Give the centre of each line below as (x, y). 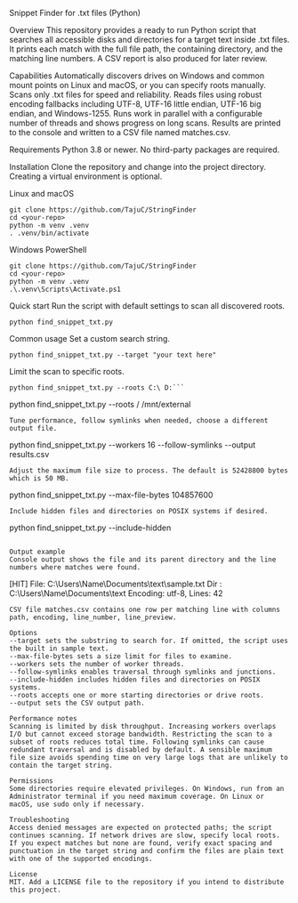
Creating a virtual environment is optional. (86, 176)
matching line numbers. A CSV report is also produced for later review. (139, 58)
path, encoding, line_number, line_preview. (93, 617)
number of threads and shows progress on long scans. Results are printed (145, 123)
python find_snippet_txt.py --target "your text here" (113, 355)
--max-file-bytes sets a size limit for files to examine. (121, 657)
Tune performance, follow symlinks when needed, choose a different (139, 421)
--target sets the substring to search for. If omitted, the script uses (149, 641)
